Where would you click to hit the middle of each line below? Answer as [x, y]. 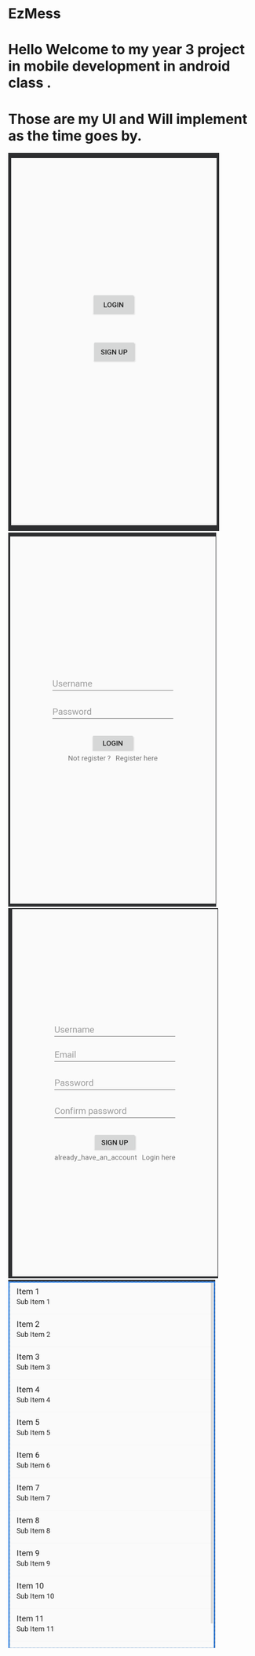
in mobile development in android [119, 66]
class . [30, 83]
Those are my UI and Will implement [128, 119]
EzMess [35, 14]
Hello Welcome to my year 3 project [127, 50]
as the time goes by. [75, 136]
